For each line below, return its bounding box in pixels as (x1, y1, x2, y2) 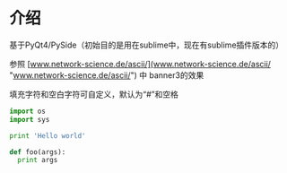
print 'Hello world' (9, 131, 87, 140)
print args (17, 156, 58, 165)
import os (9, 107, 47, 116)
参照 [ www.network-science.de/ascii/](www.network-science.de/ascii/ (9, 58, 272, 69)
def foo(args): (9, 147, 66, 157)
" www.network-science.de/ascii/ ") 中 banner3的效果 (9, 69, 204, 81)
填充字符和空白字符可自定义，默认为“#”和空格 (9, 89, 179, 99)
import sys (9, 115, 50, 124)
